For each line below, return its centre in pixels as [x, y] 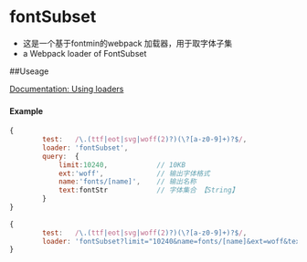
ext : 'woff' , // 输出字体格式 [134, 173]
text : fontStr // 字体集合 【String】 [148, 190]
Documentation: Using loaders [67, 89]
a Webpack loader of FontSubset [85, 53]
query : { [61, 156]
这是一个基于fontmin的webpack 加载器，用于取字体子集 [127, 43]
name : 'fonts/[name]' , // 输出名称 [127, 182]
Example [26, 110]
